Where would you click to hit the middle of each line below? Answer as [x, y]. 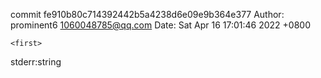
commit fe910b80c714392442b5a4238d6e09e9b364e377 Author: [147, 14]
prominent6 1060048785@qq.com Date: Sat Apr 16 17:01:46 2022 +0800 [161, 25]
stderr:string [36, 62]
